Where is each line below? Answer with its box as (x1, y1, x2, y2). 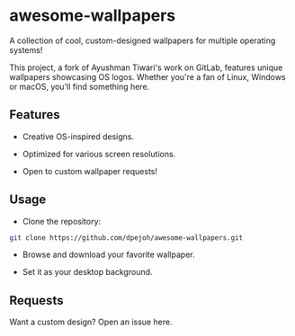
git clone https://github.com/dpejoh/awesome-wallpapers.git (9, 233, 244, 243)
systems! (9, 44, 43, 55)
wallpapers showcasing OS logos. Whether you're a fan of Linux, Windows (9, 71, 286, 82)
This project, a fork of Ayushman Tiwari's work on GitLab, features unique (9, 62, 283, 73)
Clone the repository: (22, 216, 102, 226)
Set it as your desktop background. (22, 267, 153, 278)
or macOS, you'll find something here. (9, 81, 150, 92)
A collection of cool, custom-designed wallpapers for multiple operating (9, 35, 276, 46)
